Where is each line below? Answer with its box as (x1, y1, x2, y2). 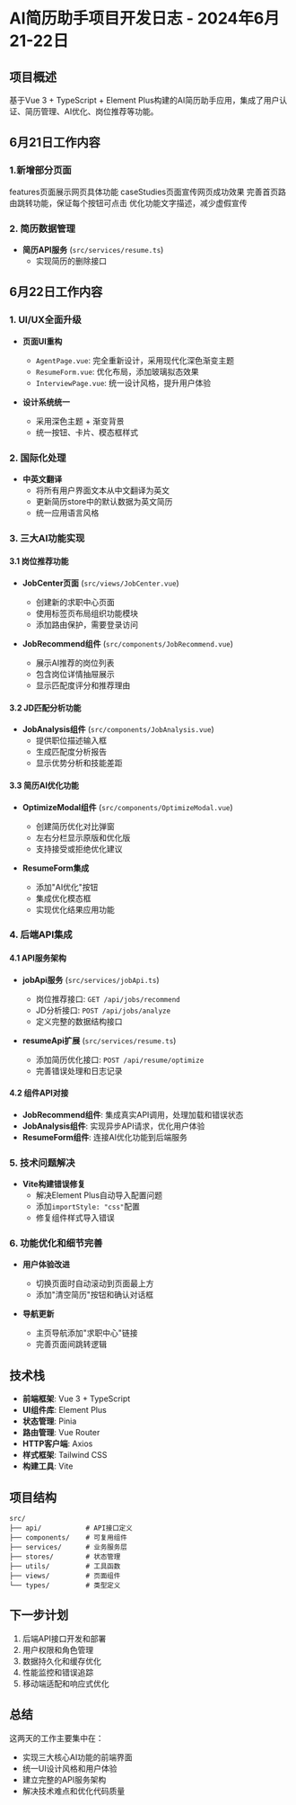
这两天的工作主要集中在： (9, 1732, 104, 1743)
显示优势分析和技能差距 (35, 757, 123, 769)
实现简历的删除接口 (35, 255, 108, 266)
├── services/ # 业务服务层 (9, 1543, 127, 1552)
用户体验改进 (22, 1259, 70, 1270)
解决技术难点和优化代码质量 (22, 1785, 126, 1796)
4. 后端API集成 (9, 928, 74, 941)
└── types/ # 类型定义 (9, 1581, 121, 1590)
